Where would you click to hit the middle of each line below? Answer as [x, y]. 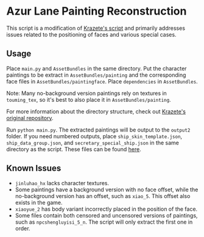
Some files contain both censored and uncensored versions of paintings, [106, 215]
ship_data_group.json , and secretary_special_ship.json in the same [93, 143]
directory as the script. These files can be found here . [74, 149]
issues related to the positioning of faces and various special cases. [91, 34]
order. [23, 228]
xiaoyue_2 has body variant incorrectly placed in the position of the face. [106, 209]
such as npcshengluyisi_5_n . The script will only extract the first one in [104, 222]
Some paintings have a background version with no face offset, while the [107, 189]
